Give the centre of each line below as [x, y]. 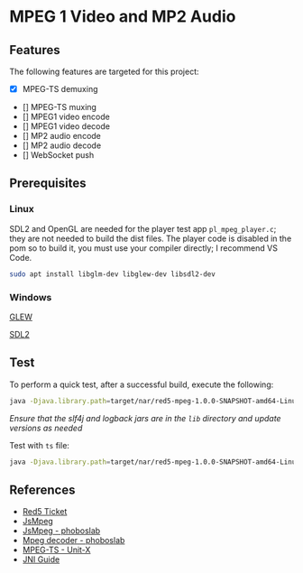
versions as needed [46, 428]
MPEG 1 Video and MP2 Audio [123, 17]
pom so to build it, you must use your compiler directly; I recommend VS [143, 248]
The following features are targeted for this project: [104, 71]
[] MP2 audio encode [62, 136]
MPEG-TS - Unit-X [56, 550]
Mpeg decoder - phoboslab [73, 541]
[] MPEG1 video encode [66, 117]
